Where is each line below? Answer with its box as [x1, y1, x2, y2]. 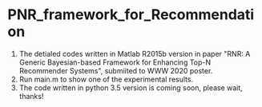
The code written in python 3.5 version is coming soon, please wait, [18, 82, 244, 93]
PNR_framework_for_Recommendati [7, 6, 255, 24]
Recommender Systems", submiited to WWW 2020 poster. [18, 65, 213, 75]
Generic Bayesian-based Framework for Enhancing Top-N [18, 57, 212, 67]
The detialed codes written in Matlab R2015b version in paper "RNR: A [18, 49, 251, 58]
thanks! [18, 91, 44, 101]
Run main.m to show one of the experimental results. [18, 74, 194, 84]
